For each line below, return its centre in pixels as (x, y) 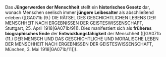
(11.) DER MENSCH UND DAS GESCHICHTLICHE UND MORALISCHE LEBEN (82, 39)
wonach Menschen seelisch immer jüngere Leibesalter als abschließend (80, 12)
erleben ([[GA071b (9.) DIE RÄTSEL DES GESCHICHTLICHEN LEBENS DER (81, 18)
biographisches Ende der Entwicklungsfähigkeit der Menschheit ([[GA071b (83, 33)
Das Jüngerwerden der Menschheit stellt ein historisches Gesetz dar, (78, 7)
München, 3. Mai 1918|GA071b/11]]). (41, 49)
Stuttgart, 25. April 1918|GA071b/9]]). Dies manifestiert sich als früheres (79, 28)
